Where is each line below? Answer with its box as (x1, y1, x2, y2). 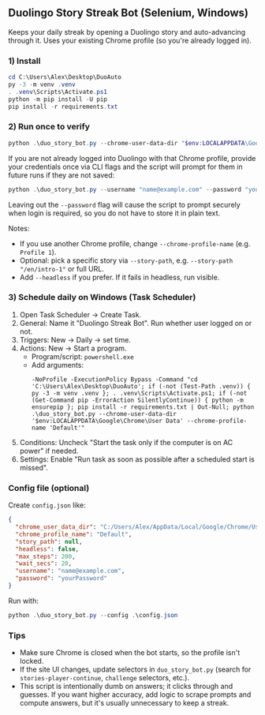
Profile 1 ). (19, 247, 57, 256)
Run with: (8, 596, 39, 605)
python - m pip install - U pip (8, 95, 108, 103)
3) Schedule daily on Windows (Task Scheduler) (8, 292, 196, 303)
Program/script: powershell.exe (31, 351, 134, 361)
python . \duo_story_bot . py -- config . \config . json (8, 611, 178, 619)
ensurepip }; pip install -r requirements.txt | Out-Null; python (31, 402, 255, 411)
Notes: (8, 223, 30, 233)
